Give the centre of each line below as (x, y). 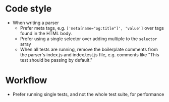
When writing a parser (36, 23)
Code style (29, 9)
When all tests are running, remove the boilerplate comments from (89, 49)
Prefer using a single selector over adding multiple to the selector (89, 39)
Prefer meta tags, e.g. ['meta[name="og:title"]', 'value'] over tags (92, 28)
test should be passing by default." (56, 60)
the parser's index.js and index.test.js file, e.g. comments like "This (90, 55)
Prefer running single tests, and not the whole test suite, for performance (88, 94)
